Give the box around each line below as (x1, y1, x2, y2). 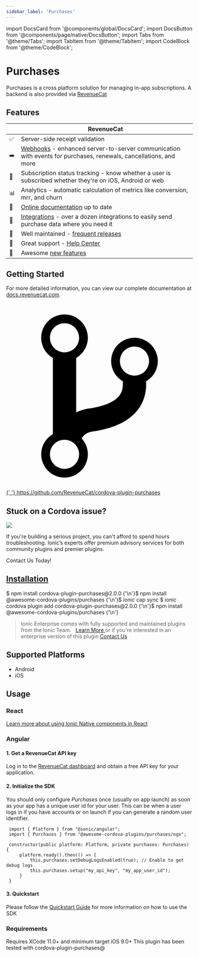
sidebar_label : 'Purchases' (6, 8, 76, 15)
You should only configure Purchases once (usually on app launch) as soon (6, 795, 191, 803)
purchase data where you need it (21, 220, 113, 228)
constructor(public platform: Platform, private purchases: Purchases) (8, 842, 190, 848)
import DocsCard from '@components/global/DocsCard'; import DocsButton (6, 25, 192, 32)
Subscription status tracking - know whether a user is (21, 169, 171, 178)
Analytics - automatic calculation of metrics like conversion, (21, 186, 188, 194)
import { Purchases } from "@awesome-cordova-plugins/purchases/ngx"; (8, 831, 187, 837)
